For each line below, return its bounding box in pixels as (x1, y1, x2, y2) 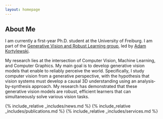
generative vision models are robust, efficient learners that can (5, 88, 131, 95)
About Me (5, 25, 36, 34)
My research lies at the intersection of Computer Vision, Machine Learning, (5, 58, 156, 64)
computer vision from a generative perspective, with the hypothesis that (5, 73, 150, 79)
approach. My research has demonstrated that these (31, 84, 138, 89)
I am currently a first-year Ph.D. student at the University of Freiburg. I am (5, 38, 153, 44)
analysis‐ (137, 78, 156, 84)
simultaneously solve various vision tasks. (5, 94, 90, 100)
